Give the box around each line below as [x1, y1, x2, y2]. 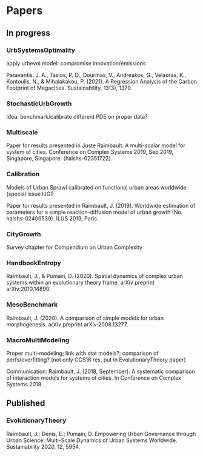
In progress [6, 28, 50, 38]
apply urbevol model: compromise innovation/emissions [6, 59, 146, 67]
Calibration [6, 170, 40, 179]
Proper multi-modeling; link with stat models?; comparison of [6, 349, 159, 357]
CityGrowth [6, 230, 41, 238]
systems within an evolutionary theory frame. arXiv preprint [6, 279, 155, 286]
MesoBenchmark [6, 300, 58, 309]
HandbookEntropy [6, 259, 62, 267]
